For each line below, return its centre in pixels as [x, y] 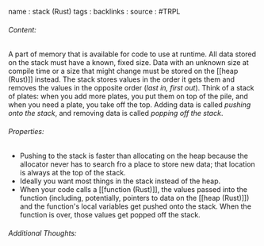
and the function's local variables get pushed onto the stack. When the [136, 206]
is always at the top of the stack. [73, 173]
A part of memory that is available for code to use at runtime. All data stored [132, 54]
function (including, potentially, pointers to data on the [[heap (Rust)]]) [134, 198]
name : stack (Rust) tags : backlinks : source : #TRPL [94, 12]
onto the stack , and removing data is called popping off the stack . [116, 113]
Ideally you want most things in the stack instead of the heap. [120, 181]
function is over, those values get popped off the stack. [110, 215]
